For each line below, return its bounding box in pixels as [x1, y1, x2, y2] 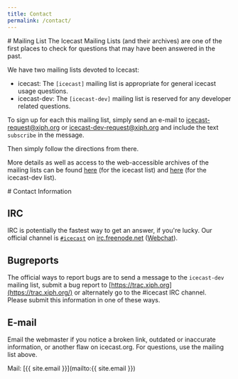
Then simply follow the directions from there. [7, 144, 139, 153]
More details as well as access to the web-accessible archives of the [7, 158, 210, 167]
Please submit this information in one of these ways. [7, 296, 161, 304]
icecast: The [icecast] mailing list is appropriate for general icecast [17, 79, 217, 87]
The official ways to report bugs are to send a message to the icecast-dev [7, 273, 225, 282]
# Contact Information [7, 187, 72, 195]
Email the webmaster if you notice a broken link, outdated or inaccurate [7, 335, 216, 344]
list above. [7, 350, 38, 358]
